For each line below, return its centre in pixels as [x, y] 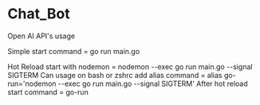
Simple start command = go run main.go [74, 51]
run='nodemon [32, 84]
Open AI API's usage [41, 36]
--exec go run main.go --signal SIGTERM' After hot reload [153, 84]
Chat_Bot [39, 14]
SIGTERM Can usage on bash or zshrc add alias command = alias [115, 75]
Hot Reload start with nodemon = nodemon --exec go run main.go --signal [130, 66]
